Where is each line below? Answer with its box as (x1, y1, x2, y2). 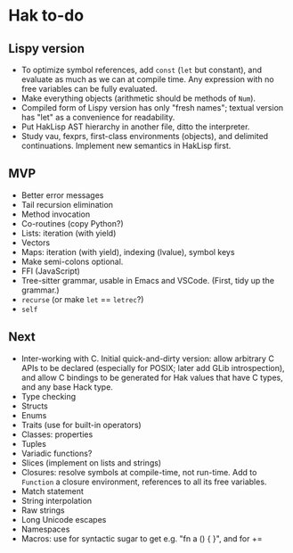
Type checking (20, 391, 77, 401)
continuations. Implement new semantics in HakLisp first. (20, 140, 232, 151)
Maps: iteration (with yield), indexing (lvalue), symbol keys (20, 246, 235, 257)
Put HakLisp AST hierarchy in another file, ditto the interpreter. (20, 121, 250, 132)
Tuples (20, 438, 46, 449)
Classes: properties (20, 429, 94, 440)
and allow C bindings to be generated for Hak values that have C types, (20, 372, 284, 383)
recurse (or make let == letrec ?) (20, 293, 144, 304)
